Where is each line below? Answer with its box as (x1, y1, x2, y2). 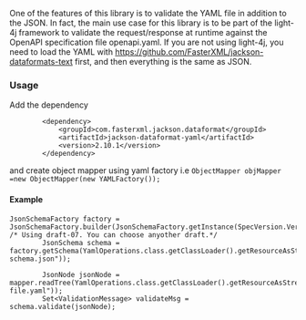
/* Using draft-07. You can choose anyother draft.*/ (9, 230, 219, 240)
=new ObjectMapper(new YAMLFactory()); (9, 175, 161, 184)
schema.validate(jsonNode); (9, 302, 117, 311)
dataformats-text (9, 57, 73, 67)
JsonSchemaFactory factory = (9, 214, 120, 223)
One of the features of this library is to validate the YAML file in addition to (9, 8, 287, 18)
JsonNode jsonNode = (42, 270, 120, 279)
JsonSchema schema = (42, 238, 120, 247)
